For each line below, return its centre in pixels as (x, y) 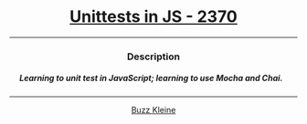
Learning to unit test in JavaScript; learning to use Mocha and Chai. (151, 78)
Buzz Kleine (153, 109)
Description (153, 57)
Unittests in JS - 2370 (153, 17)
